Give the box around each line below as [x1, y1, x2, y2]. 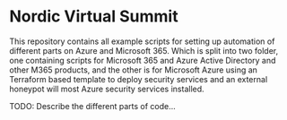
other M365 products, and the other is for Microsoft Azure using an [9, 64, 258, 75]
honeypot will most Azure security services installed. [9, 83, 204, 94]
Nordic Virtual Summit [9, 6, 178, 27]
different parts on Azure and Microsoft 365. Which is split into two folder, [9, 45, 279, 56]
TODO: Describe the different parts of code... [9, 100, 177, 111]
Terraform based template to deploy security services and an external [9, 73, 268, 84]
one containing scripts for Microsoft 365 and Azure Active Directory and [9, 55, 276, 65]
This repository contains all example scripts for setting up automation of [9, 36, 275, 47]
